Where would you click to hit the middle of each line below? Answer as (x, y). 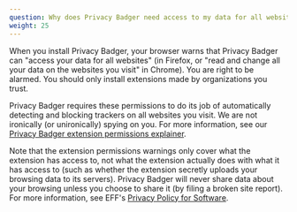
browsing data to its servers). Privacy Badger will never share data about (141, 178)
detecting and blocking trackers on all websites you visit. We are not (133, 115)
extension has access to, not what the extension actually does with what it (145, 160)
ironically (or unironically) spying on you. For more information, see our (138, 124)
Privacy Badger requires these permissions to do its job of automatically (140, 105)
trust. (19, 88)
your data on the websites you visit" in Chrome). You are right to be (132, 69)
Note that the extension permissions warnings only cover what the (130, 150)
